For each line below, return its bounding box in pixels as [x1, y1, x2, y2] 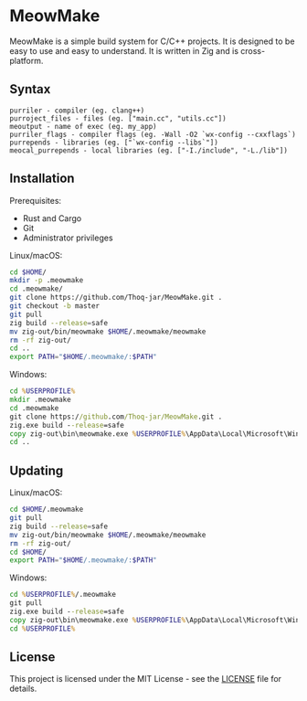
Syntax [9, 81, 51, 97]
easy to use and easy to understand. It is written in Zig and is [9, 45, 239, 56]
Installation [9, 171, 75, 186]
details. [9, 683, 37, 695]
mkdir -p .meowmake [9, 276, 84, 285]
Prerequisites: [9, 195, 62, 206]
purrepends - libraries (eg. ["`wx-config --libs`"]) [9, 138, 219, 147]
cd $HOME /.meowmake [9, 505, 84, 515]
